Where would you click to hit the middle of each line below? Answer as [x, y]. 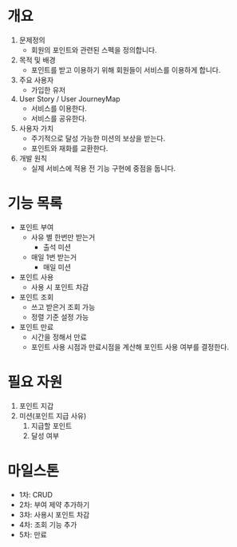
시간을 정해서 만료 [59, 337]
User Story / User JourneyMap [69, 99]
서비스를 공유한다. [59, 118]
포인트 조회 [36, 297]
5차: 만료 [33, 534]
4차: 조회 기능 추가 [48, 525]
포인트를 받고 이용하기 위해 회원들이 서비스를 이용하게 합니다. [126, 69]
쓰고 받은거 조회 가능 [63, 307]
